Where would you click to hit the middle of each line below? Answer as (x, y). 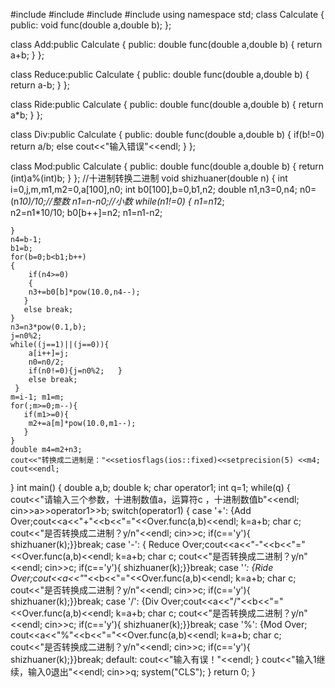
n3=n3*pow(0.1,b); (48, 327)
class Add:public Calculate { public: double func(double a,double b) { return (166, 44)
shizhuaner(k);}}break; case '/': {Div (84, 601)
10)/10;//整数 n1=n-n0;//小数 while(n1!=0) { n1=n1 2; (121, 201)
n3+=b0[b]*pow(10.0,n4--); (84, 292)
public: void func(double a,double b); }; (91, 25)
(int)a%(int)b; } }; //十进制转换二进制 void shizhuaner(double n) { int (149, 178)
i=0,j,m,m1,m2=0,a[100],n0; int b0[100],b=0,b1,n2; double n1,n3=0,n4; (154, 189)
